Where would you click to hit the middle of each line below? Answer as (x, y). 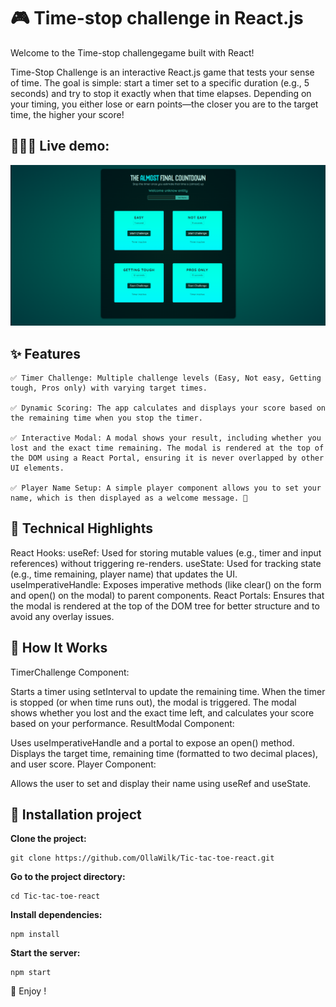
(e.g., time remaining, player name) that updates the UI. (124, 574)
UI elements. (37, 468)
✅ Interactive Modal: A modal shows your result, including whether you (166, 438)
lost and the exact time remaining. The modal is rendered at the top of (167, 448)
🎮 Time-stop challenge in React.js (157, 18)
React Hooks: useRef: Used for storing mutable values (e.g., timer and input (166, 552)
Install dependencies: (56, 915)
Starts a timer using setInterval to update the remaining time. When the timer (168, 691)
